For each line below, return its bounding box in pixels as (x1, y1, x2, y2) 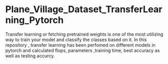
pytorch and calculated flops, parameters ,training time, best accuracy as (5, 47, 160, 53)
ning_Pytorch (5, 14, 64, 26)
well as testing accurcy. (5, 52, 55, 59)
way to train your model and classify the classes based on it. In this (5, 37, 147, 43)
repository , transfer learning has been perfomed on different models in (5, 42, 156, 48)
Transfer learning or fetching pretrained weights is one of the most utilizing (5, 31, 163, 37)
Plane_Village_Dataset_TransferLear (5, 4, 163, 15)
